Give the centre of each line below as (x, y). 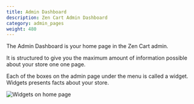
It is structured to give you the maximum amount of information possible (97, 58)
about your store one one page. (46, 64)
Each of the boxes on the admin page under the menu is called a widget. (97, 76)
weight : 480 (21, 29)
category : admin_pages (35, 23)
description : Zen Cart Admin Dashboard (57, 18)
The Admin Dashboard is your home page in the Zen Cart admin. (88, 46)
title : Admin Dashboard (37, 12)
